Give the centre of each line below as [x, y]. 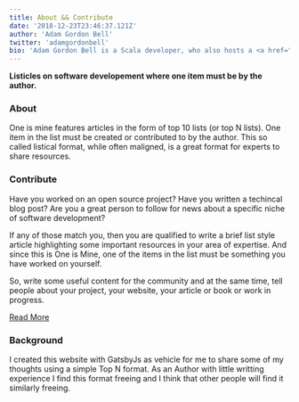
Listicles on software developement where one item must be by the [136, 76]
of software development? [57, 217]
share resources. [40, 156]
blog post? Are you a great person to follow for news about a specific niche [147, 208]
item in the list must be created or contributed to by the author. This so [138, 137]
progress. [27, 299]
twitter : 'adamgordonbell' [59, 42]
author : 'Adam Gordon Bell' [61, 34]
